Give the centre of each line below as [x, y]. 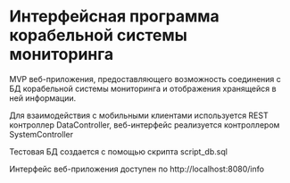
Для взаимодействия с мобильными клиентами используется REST [139, 115]
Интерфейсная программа [115, 17]
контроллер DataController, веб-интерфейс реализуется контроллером [145, 125]
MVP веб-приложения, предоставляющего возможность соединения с [145, 79]
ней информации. [43, 98]
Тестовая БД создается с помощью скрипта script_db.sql [118, 151]
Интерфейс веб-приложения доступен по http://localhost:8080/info [137, 169]
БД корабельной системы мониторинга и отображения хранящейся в [143, 88]
